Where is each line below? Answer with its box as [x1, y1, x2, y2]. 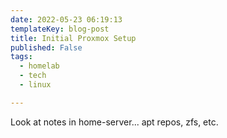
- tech [19, 71, 47, 81]
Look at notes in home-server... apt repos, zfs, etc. [10, 116, 219, 128]
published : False [10, 42, 83, 53]
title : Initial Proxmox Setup [10, 33, 137, 43]
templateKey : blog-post [10, 24, 110, 34]
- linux [19, 80, 52, 90]
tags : [10, 52, 33, 62]
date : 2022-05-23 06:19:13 [10, 14, 123, 25]
